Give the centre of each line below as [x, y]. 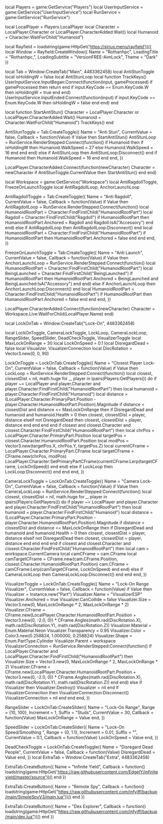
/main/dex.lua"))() [23, 817]
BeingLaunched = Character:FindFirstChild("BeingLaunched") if [69, 273]
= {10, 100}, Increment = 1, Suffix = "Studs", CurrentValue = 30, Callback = [79, 712]
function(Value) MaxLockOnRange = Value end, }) [55, 718]
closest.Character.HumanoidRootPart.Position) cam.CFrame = [67, 564]
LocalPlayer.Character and [32, 651]
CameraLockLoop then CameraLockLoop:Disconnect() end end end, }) [76, 574]
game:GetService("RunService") [37, 17]
